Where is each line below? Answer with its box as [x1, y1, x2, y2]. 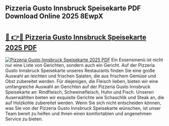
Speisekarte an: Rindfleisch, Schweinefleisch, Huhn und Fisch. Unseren [5, 89, 154, 95]
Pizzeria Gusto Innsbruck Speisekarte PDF [5, 4, 141, 13]
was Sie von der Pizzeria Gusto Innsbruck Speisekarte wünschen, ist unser [5, 105, 161, 111]
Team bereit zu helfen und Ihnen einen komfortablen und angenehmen [5, 111, 152, 116]
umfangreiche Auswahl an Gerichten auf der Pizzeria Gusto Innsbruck [5, 83, 150, 90]
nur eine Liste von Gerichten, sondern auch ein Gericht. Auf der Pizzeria [5, 62, 155, 68]
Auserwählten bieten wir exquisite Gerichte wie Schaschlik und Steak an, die [5, 95, 164, 100]
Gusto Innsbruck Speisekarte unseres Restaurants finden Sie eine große [5, 68, 155, 73]
